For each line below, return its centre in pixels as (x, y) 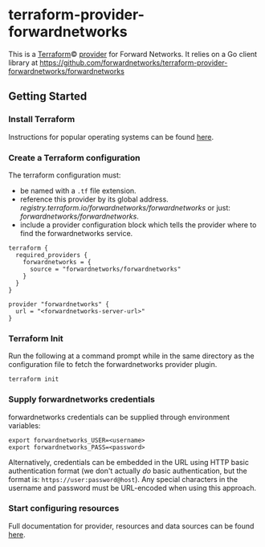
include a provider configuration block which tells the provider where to (138, 225)
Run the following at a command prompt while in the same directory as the (131, 356)
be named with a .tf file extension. (78, 190)
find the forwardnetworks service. (76, 233)
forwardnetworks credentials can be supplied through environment (119, 417)
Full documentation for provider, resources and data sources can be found (131, 526)
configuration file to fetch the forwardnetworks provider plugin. (113, 365)
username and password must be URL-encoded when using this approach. (132, 488)
